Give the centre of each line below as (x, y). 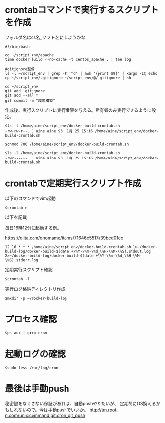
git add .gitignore (25, 91)
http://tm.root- (104, 410)
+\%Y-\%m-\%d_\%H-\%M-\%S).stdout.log (111, 251)
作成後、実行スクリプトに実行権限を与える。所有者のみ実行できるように (78, 110)
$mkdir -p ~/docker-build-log (36, 298)
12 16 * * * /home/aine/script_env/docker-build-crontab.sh (68, 247)
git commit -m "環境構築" (30, 100)
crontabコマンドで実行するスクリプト (82, 10)
